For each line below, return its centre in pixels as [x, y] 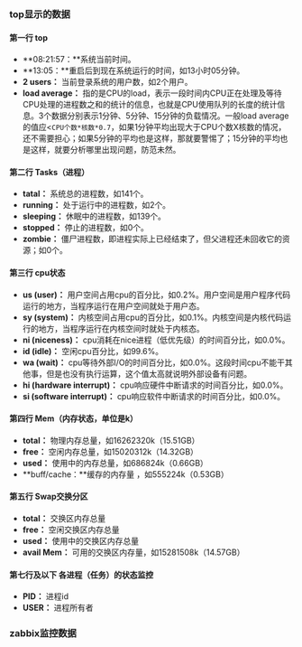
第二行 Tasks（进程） [50, 172]
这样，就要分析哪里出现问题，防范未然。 [105, 150]
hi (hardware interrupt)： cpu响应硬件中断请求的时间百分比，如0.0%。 [155, 385]
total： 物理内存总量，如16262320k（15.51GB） [111, 440]
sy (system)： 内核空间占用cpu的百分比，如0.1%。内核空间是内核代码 [153, 317]
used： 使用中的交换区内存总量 [81, 540]
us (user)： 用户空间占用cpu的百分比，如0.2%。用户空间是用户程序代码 [156, 295]
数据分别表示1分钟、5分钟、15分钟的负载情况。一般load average [170, 116]
